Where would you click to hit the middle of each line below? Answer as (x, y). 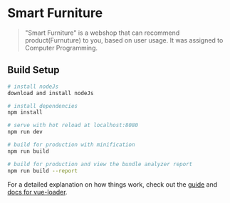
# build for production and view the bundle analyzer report (100, 164)
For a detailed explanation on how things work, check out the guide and (113, 184)
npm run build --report (43, 171)
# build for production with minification (71, 145)
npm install (25, 113)
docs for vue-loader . (37, 192)
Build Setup (33, 70)
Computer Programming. (61, 48)
